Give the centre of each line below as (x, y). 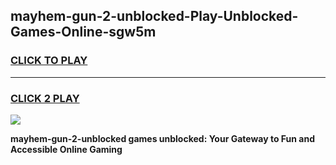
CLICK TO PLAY (49, 61)
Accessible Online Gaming (66, 149)
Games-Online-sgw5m (83, 32)
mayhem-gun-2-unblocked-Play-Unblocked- (154, 16)
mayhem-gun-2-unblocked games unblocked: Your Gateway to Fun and (162, 138)
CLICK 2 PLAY (45, 98)
